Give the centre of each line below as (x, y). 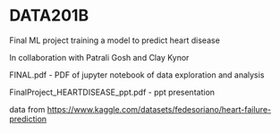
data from (27, 109)
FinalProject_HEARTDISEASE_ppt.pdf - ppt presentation (112, 92)
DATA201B (49, 16)
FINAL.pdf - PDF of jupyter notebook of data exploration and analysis (137, 75)
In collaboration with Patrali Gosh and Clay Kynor (99, 57)
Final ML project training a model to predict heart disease (115, 40)
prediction (28, 119)
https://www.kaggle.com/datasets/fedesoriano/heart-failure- (159, 109)
